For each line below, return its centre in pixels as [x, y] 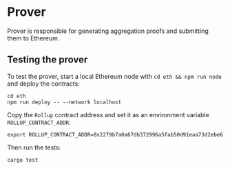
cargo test [23, 160]
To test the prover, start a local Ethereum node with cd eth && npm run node [115, 76]
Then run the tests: [34, 147]
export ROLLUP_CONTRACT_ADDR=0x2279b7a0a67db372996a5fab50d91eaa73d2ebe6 [115, 134]
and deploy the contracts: [44, 84]
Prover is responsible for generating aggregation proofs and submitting [108, 31]
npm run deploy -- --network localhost [64, 102]
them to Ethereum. [33, 38]
